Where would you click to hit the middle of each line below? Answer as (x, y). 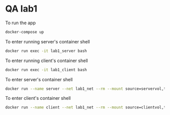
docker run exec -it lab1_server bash (46, 51)
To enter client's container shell (38, 98)
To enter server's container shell (39, 79)
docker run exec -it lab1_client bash (46, 70)
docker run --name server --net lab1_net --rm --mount (64, 89)
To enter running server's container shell (48, 41)
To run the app (20, 23)
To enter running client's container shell (47, 61)
